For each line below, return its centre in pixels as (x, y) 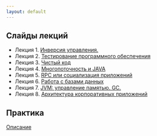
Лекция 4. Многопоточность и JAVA (60, 69)
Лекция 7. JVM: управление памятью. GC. (68, 88)
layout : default (26, 12)
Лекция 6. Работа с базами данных (59, 81)
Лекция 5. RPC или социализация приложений (73, 75)
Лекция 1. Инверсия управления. (57, 50)
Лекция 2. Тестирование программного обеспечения (83, 56)
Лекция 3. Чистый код (43, 62)
